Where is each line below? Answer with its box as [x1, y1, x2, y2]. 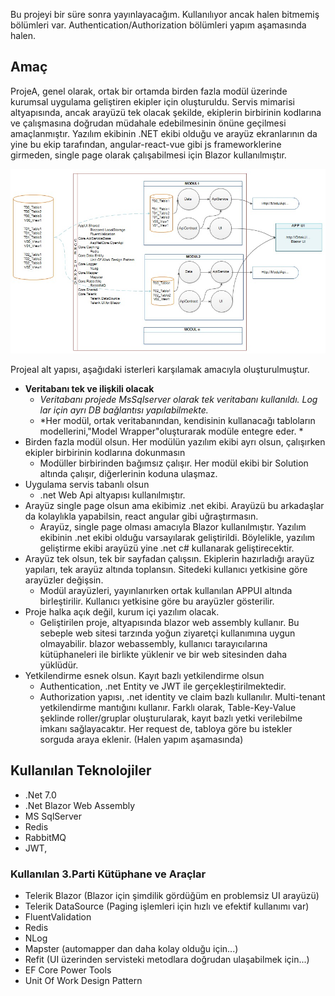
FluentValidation [24, 911, 92, 923]
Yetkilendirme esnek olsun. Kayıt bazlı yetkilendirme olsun [24, 669, 265, 681]
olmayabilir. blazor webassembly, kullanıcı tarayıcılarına [39, 637, 268, 649]
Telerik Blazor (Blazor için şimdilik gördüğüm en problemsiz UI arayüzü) [24, 890, 320, 902]
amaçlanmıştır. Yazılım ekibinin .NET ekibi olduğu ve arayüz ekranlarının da [10, 127, 318, 139]
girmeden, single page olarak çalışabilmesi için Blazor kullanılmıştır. [10, 149, 287, 161]
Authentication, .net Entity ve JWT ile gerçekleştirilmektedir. [39, 680, 287, 692]
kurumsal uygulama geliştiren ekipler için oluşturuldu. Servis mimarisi [10, 95, 295, 108]
